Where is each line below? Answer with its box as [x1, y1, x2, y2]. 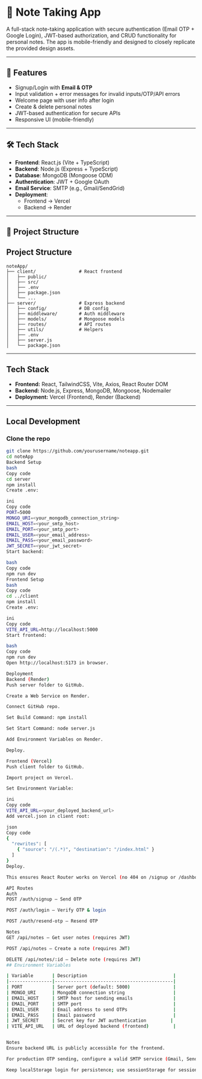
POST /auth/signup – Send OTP [6, 896, 82, 902]
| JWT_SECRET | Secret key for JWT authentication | [6, 1017, 173, 1024]
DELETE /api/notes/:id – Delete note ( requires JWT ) [6, 956, 141, 963]
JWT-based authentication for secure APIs [14, 109, 121, 116]
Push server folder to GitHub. [6, 682, 85, 688]
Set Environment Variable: [6, 785, 74, 792]
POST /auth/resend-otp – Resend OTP [6, 918, 98, 925]
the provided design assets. [6, 45, 75, 52]
